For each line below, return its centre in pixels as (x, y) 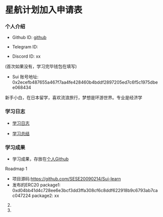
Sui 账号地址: (25, 77)
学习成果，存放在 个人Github (40, 159)
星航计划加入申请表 (44, 10)
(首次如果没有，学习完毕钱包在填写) (41, 66)
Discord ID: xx (26, 56)
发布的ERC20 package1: (36, 185)
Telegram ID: (25, 47)
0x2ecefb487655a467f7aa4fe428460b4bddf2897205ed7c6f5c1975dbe (85, 82)
